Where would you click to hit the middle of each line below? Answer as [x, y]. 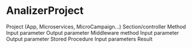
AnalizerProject [45, 11]
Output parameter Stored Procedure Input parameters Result [79, 39]
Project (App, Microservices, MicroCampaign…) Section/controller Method [96, 27]
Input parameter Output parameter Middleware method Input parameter [92, 32]
